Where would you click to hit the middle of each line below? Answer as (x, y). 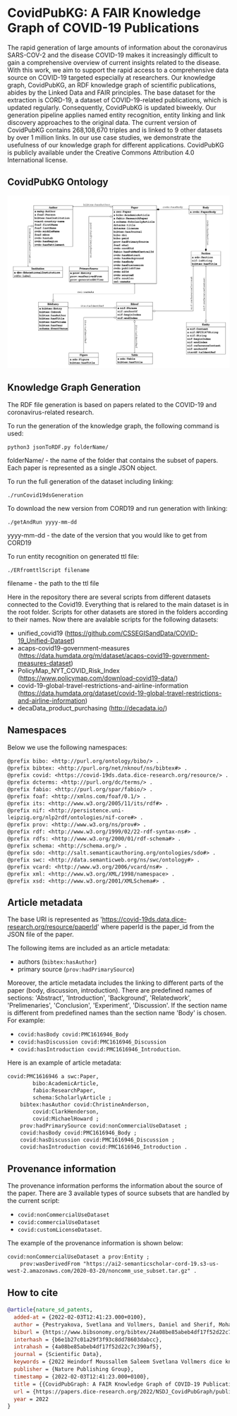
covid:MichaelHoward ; (66, 1119)
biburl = (26, 1332)
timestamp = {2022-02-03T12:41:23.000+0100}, (82, 1376)
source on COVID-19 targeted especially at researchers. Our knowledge (111, 77)
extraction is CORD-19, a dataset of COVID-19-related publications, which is (117, 99)
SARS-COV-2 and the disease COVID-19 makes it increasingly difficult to (113, 55)
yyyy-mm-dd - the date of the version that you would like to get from (107, 535)
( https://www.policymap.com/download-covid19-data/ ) (98, 678)
